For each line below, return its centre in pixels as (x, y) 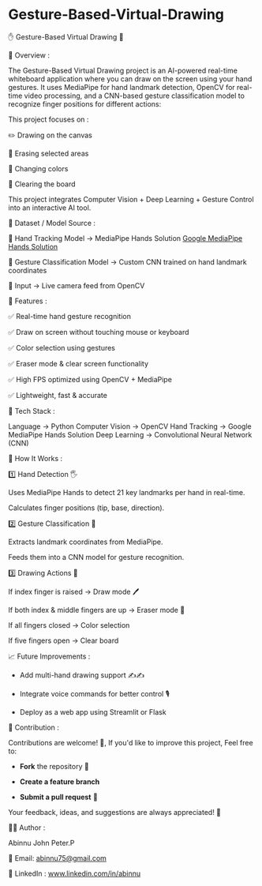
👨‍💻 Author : (27, 828)
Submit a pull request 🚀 (59, 797)
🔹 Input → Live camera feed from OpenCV (77, 285)
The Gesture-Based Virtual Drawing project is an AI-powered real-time (123, 70)
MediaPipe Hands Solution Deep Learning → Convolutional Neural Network (130, 434)
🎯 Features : (28, 301)
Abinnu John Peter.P (41, 843)
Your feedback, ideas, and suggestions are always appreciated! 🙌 (115, 812)
